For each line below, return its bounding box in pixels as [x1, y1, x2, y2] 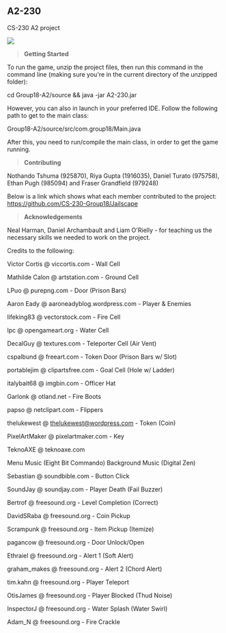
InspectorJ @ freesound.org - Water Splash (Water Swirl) [7, 604, 168, 612]
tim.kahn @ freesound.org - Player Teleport [7, 578, 130, 586]
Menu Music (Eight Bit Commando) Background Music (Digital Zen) [7, 458, 196, 467]
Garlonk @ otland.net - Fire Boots [7, 392, 101, 400]
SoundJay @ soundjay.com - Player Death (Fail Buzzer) [7, 485, 163, 493]
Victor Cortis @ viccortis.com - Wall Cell [7, 259, 121, 268]
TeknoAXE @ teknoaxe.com [7, 445, 85, 454]
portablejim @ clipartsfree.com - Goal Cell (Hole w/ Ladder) [7, 365, 175, 374]
